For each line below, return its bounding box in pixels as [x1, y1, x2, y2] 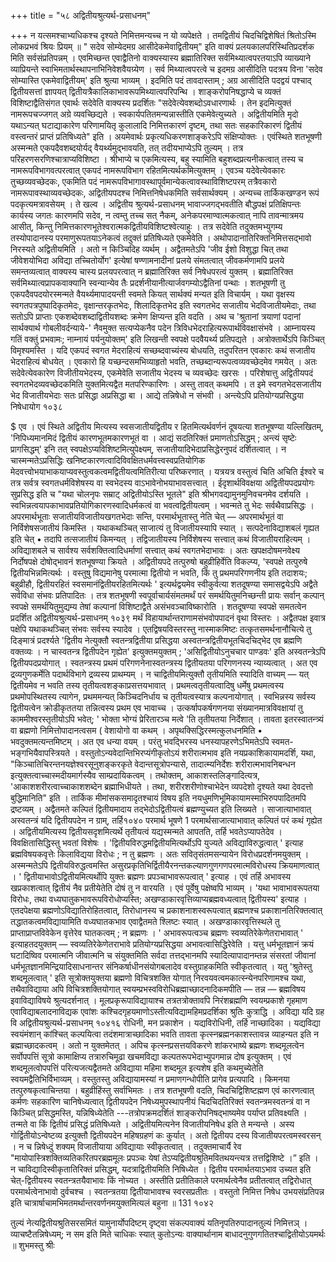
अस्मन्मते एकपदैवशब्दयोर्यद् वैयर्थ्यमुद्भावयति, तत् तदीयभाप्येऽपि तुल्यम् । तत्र [10, 142, 244, 154]
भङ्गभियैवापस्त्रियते [10, 747, 70, 759]
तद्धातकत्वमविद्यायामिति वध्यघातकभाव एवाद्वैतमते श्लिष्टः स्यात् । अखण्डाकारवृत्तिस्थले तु [10, 916, 280, 927]
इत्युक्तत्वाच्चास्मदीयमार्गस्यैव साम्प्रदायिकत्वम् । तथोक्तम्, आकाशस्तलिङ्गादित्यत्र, [10, 770, 261, 781]
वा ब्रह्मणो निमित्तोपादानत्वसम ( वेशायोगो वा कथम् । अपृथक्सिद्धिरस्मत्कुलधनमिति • [10, 725, 263, 736]
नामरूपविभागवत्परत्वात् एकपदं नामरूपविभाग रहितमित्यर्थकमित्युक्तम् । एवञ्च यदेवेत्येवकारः [10, 165, 286, 176]
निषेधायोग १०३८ [10, 401, 63, 412]
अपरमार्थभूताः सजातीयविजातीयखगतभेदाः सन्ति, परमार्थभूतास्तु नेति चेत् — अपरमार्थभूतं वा [10, 511, 284, 522]
